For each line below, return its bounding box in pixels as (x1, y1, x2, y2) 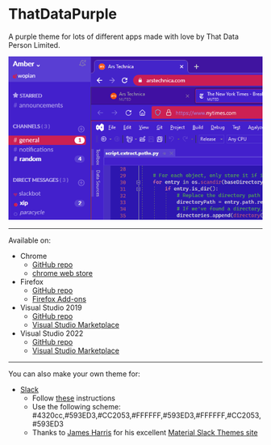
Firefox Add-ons (31, 295, 87, 304)
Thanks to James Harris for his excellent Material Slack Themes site (31, 428, 258, 438)
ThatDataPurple (8, 5, 117, 23)
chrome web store (31, 269, 93, 278)
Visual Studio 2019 (19, 303, 82, 312)
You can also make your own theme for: (8, 369, 140, 379)
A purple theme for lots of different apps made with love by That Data (8, 32, 240, 41)
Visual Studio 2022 (19, 328, 84, 338)
